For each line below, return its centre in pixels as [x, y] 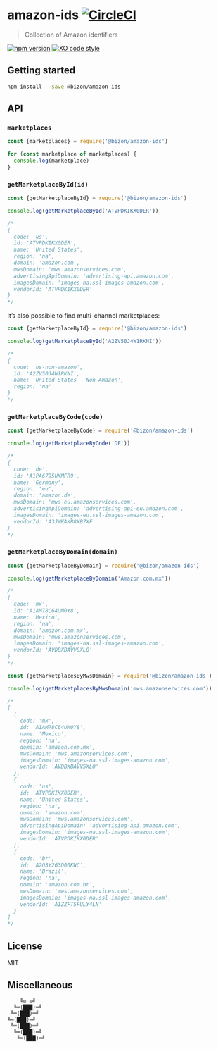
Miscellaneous [40, 985]
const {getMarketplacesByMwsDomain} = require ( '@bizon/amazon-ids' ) [110, 676]
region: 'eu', [34, 489]
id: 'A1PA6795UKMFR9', [47, 476]
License [25, 946]
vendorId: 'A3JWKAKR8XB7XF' [55, 521]
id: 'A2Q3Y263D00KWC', [53, 865]
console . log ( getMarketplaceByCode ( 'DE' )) [69, 444]
